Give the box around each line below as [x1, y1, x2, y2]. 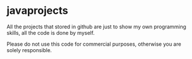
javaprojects [6, 4, 69, 17]
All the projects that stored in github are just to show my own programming [6, 23, 186, 30]
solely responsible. [6, 46, 52, 53]
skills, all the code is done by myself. [6, 29, 95, 36]
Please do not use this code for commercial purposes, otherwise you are [6, 40, 181, 47]
